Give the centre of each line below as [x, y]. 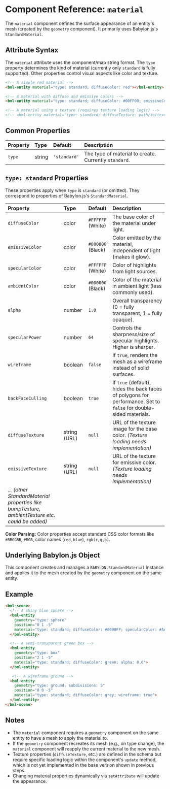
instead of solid [131, 368]
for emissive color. [134, 462]
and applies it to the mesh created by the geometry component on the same [83, 573]
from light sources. [135, 271]
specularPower [25, 337]
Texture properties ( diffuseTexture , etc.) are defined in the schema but [87, 754]
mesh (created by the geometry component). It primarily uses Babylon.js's [82, 28]
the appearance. [30, 781]
